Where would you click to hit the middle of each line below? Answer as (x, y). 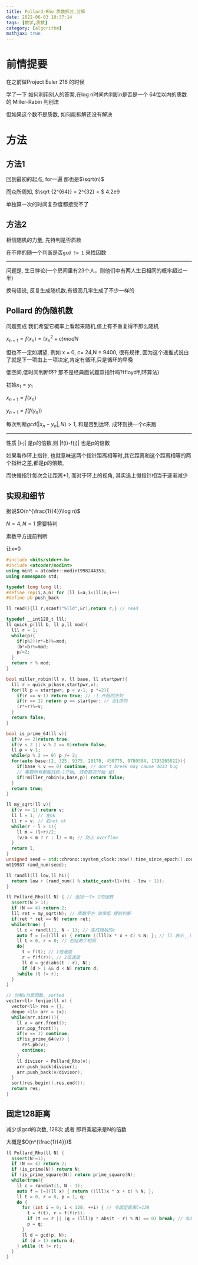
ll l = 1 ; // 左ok (34, 816)
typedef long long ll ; (34, 587)
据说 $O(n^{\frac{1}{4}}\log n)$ (43, 511)
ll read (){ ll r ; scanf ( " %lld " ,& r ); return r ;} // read (72, 609)
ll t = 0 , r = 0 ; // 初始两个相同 (56, 941)
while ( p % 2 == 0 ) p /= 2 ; (44, 756)
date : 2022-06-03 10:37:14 (39, 17)
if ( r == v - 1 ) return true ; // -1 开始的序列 (70, 696)
